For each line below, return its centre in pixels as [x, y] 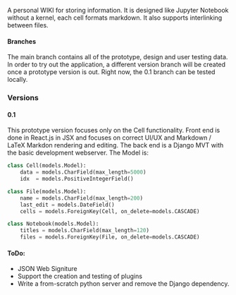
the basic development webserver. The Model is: [78, 153]
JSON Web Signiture [47, 269]
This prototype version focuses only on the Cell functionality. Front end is [114, 131]
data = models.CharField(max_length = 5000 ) [83, 172]
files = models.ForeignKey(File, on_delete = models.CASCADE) [110, 237]
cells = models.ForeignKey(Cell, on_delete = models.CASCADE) [110, 211]
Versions [23, 98]
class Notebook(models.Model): [53, 224]
